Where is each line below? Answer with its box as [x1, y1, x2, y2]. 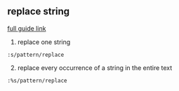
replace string [7, 6, 70, 17]
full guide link [7, 24, 46, 32]
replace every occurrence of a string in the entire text [17, 63, 173, 72]
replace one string [17, 38, 71, 46]
